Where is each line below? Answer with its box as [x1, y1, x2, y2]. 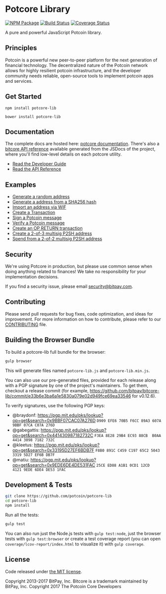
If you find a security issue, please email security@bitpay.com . [5, 283, 133, 289]
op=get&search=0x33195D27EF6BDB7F [12, 447, 95, 453]
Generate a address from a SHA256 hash [12, 199, 97, 205]
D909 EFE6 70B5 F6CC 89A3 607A [96, 418, 162, 423]
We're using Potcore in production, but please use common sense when [5, 264, 153, 269]
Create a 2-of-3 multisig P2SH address [12, 230, 92, 236]
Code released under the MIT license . [5, 568, 82, 574]
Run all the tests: [5, 512, 39, 518]
